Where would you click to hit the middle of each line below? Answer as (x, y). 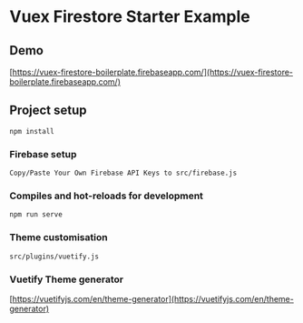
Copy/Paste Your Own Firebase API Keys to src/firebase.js (123, 173)
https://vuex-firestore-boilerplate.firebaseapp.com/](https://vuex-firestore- (152, 72)
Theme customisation (59, 237)
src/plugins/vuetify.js (54, 257)
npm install (32, 131)
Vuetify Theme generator (67, 279)
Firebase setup (43, 154)
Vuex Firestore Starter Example (130, 17)
